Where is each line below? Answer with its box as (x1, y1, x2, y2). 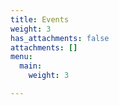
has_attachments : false (10, 33, 110, 43)
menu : (10, 52, 33, 62)
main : (19, 61, 43, 71)
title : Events (10, 14, 70, 25)
